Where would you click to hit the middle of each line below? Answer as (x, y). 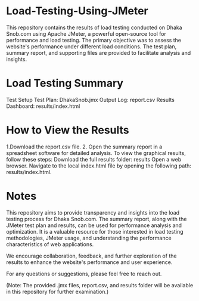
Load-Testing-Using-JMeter (77, 11)
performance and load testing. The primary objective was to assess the (94, 40)
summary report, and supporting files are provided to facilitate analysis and (99, 52)
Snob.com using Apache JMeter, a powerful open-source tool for (86, 33)
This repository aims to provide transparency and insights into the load (93, 212)
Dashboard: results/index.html (43, 106)
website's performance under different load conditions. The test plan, (91, 46)
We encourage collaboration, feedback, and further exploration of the (91, 256)
